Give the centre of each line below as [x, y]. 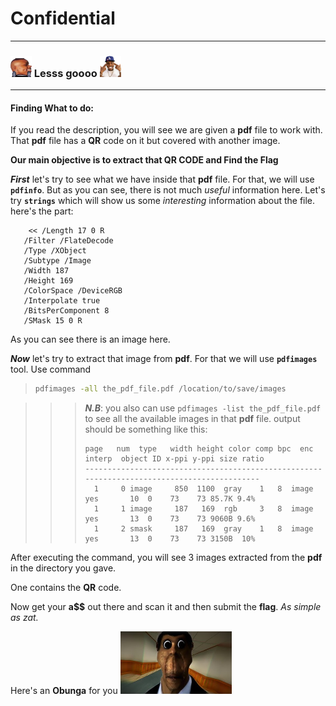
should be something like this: [146, 429]
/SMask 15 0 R [53, 321]
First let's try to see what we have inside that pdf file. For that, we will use [162, 179]
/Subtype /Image [57, 261]
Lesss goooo [65, 73]
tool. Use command [51, 369]
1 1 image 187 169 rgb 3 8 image [203, 509]
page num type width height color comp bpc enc [199, 449]
